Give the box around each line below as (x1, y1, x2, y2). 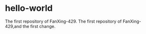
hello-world (5, 3, 53, 14)
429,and (5, 23, 22, 29)
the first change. (22, 23, 56, 29)
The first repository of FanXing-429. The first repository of (5, 18, 122, 24)
